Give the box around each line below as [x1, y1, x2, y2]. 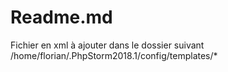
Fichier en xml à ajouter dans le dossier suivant [10, 39, 205, 51]
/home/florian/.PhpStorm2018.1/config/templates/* [10, 49, 218, 61]
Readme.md [10, 6, 113, 29]
